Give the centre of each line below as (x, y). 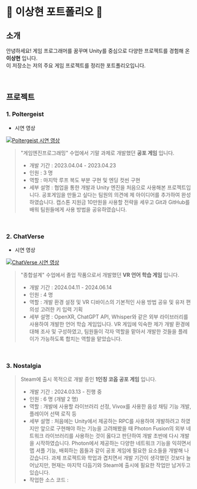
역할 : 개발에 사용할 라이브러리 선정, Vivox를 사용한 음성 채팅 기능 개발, (110, 407)
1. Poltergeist (25, 114)
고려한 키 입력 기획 (62, 309)
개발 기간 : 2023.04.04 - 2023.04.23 (73, 165)
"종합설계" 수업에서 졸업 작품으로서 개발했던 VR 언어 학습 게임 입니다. (100, 274)
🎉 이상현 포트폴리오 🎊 (54, 12)
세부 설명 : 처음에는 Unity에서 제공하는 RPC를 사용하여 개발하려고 (104, 421)
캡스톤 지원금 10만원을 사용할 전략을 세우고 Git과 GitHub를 (123, 202)
